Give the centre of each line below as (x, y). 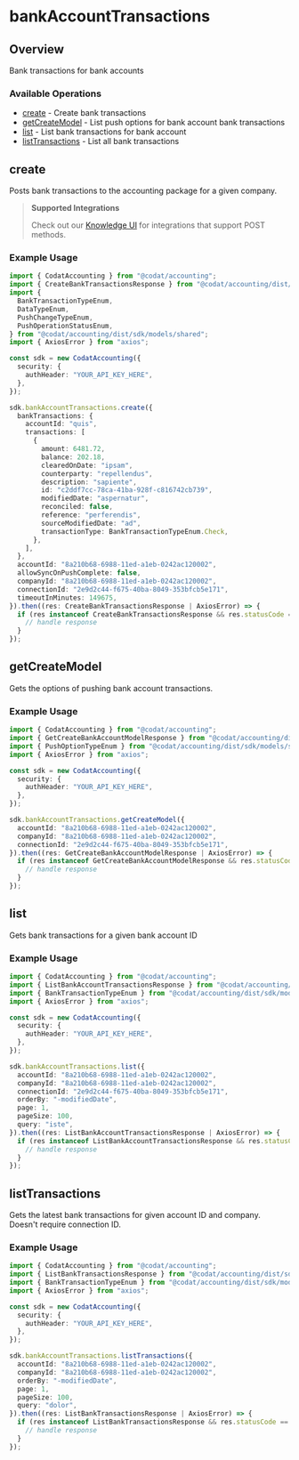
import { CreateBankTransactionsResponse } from (101, 285)
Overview (37, 49)
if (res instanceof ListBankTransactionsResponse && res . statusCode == (153, 1422)
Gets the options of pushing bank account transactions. (111, 688)
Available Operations (56, 93)
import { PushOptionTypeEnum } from (77, 746)
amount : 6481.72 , (73, 449)
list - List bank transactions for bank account (104, 132)
